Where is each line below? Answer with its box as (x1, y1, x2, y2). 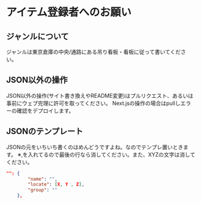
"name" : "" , (28, 176, 58, 182)
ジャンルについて (6, 31, 69, 41)
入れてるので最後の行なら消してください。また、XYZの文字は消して (28, 151, 196, 158)
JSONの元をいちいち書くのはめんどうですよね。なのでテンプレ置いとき (6, 143, 184, 151)
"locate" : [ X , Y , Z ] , (28, 181, 85, 188)
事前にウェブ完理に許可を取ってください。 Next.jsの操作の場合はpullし (6, 100, 181, 107)
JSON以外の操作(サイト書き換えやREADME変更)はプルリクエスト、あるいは (6, 92, 194, 99)
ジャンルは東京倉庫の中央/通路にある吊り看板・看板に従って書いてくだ (6, 49, 181, 55)
